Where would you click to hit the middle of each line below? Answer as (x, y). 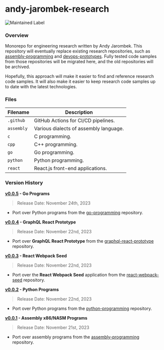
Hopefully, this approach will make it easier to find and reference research (80, 76)
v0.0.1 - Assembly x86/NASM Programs (46, 318)
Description (79, 112)
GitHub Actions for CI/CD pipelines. (74, 120)
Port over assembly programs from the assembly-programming (76, 337)
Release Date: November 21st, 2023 (53, 327)
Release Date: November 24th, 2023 (54, 203)
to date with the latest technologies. (41, 87)
